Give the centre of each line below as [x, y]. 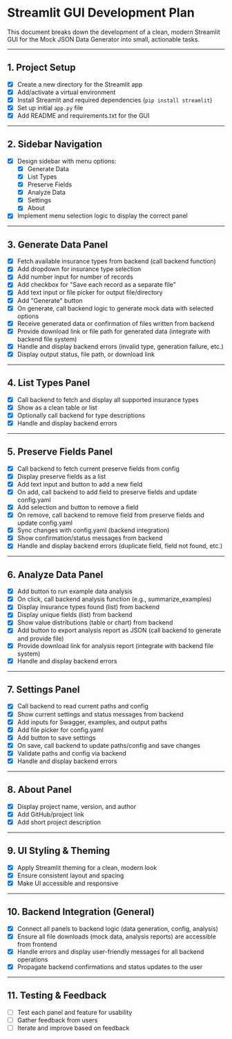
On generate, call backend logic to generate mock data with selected [115, 308]
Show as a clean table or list [57, 408]
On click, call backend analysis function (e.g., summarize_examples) [114, 599]
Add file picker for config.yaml [60, 730]
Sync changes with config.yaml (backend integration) [93, 530]
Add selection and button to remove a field [78, 507]
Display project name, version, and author [77, 806]
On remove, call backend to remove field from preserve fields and [111, 515]
